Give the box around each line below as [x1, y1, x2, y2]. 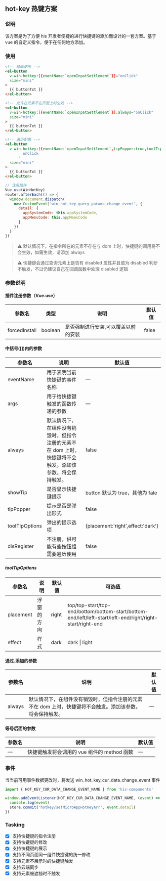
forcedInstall [7, 327, 37, 334]
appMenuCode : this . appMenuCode [23, 215, 87, 220]
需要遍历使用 [46, 550, 77, 557]
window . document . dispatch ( [9, 197, 65, 202]
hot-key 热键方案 [5, 4, 58, 13]
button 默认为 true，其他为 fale [85, 489, 157, 496]
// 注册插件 [5, 183, 27, 188]
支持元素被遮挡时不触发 [12, 870, 60, 876]
